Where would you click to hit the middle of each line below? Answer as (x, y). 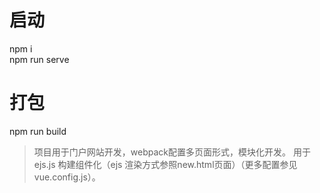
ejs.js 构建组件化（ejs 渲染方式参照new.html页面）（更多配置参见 (165, 164)
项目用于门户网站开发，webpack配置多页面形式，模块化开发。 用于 (172, 152)
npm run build (38, 131)
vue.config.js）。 (67, 177)
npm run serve (39, 59)
